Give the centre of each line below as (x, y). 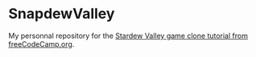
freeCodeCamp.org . (41, 44)
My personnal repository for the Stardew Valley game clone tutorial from (128, 36)
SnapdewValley (62, 14)
